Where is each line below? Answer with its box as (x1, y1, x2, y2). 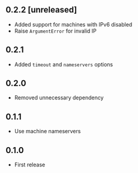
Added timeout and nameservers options (14, 60, 113, 68)
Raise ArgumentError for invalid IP (14, 27, 97, 34)
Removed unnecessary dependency (14, 94, 104, 101)
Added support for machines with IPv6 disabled (14, 20, 133, 28)
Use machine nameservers (14, 128, 81, 135)
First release (14, 161, 46, 168)
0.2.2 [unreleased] (5, 5, 77, 15)
